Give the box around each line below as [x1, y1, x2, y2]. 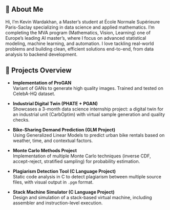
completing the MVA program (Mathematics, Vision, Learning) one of [5, 29, 151, 36]
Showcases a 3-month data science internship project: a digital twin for [12, 106, 164, 112]
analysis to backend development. [5, 51, 78, 57]
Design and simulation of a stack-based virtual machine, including [12, 194, 152, 200]
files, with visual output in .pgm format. [12, 179, 94, 185]
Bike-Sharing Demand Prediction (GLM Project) [12, 126, 116, 133]
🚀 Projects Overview [5, 66, 72, 75]
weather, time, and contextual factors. [12, 137, 93, 144]
